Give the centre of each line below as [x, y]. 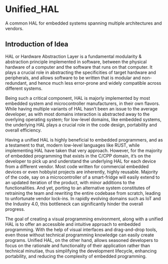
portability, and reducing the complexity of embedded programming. [76, 256]
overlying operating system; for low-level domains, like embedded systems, [83, 119]
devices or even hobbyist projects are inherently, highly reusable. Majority [81, 172]
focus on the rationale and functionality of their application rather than [78, 245]
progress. [15, 209]
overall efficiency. [23, 130]
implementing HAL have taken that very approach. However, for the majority [84, 150]
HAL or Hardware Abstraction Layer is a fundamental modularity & [73, 56]
